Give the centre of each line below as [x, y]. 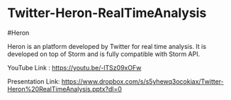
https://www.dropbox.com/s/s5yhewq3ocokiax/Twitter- [143, 81]
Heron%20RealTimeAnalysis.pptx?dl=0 [65, 89]
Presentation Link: [34, 81]
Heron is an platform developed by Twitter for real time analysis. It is [107, 46]
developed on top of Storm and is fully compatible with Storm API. [104, 54]
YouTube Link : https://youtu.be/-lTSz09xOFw [74, 67]
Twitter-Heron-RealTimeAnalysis [107, 13]
